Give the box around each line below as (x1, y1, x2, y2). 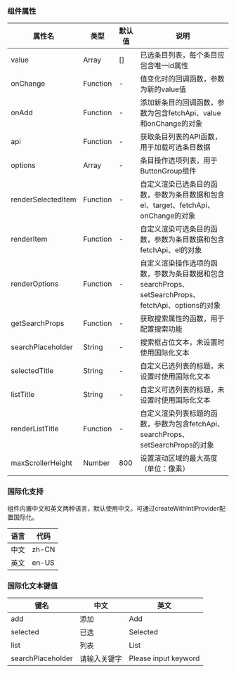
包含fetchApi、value (154, 108, 221, 118)
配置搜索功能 (140, 325, 183, 334)
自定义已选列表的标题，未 (140, 361, 225, 371)
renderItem (11, 234, 48, 244)
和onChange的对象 (140, 119, 203, 129)
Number (83, 458, 110, 468)
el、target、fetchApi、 (140, 200, 215, 210)
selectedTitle (11, 366, 54, 376)
